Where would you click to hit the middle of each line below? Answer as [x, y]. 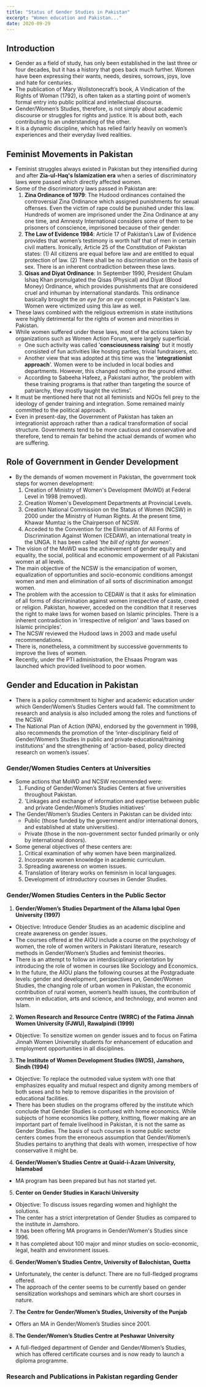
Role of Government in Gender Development [93, 462]
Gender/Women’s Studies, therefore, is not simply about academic [99, 109]
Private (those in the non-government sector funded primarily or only [112, 833]
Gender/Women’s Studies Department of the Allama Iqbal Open [97, 908]
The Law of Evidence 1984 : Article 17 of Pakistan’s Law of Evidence [110, 234]
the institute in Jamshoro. [47, 1224]
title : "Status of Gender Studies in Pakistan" [68, 12]
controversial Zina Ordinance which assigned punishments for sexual [112, 201]
